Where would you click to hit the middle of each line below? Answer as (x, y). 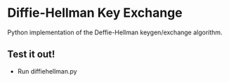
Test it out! (31, 54)
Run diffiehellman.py (47, 71)
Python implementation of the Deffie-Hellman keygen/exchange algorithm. (115, 32)
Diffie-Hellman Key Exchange (95, 13)
